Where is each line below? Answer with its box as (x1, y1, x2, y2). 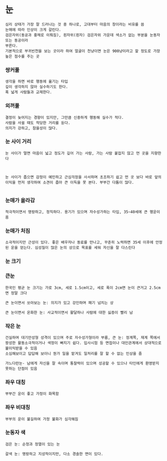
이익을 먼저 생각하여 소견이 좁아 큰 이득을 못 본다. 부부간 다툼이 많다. (5, 180, 134, 185)
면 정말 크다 (5, 290, 28, 295)
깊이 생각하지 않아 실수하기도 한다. (5, 84, 68, 90)
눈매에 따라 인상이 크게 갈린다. (5, 27, 62, 32)
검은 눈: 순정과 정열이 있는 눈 (5, 441, 60, 446)
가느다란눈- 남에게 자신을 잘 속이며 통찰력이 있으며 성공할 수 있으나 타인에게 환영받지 (5, 361, 159, 366)
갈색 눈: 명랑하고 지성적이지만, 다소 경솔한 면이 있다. (5, 451, 104, 456)
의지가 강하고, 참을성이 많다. (5, 125, 58, 130)
